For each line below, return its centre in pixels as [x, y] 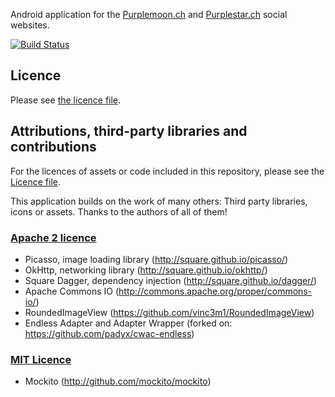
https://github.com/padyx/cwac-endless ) [109, 333]
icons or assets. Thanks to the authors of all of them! [119, 211]
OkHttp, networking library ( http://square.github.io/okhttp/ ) [146, 270]
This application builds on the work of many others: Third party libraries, [159, 201]
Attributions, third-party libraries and [129, 131]
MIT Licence [41, 359]
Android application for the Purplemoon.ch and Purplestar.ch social [149, 14]
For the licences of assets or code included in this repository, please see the [167, 171]
